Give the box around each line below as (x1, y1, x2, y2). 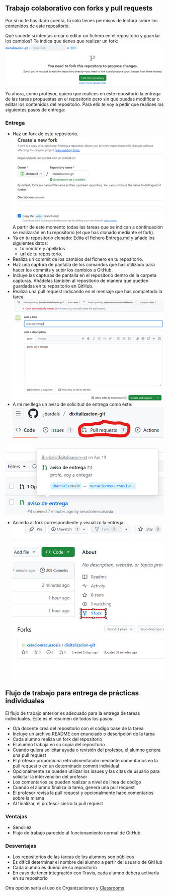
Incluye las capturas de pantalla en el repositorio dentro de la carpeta (12, 272, 157, 278)
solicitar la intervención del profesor (12, 773, 88, 779)
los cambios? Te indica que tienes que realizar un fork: (5, 38, 119, 44)
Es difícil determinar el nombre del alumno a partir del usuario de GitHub (12, 859, 162, 865)
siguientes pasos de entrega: (5, 107, 65, 113)
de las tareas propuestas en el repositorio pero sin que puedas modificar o (5, 96, 160, 102)
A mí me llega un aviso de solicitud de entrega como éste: (12, 401, 133, 407)
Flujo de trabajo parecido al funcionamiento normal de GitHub (12, 830, 141, 836)
